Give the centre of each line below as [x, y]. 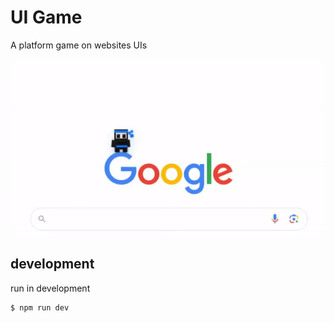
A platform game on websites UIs [79, 45]
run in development [50, 288]
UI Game [46, 17]
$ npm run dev [40, 307]
